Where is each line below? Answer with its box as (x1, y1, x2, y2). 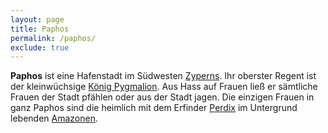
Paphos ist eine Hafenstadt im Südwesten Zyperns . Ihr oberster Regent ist (10, 70, 317, 82)
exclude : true (10, 42, 70, 53)
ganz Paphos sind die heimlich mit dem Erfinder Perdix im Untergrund (10, 102, 298, 114)
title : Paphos (10, 24, 70, 34)
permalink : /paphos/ (10, 33, 97, 43)
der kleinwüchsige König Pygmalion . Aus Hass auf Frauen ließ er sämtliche (10, 81, 318, 93)
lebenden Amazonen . (10, 112, 98, 125)
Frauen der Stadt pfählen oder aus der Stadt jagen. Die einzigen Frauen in (10, 91, 315, 103)
